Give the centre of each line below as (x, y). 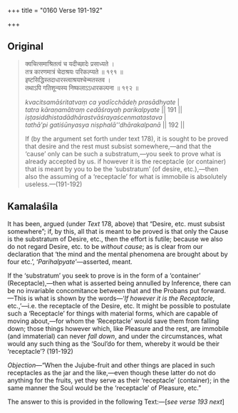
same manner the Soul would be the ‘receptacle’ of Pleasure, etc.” (104, 387)
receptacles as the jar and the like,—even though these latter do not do (112, 372)
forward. (213, 290)
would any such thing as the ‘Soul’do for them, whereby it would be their (113, 343)
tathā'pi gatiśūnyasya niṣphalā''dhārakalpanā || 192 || (105, 125)
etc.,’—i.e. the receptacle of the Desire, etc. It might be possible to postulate (119, 305)
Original (26, 47)
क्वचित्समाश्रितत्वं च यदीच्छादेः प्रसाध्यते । (69, 63)
